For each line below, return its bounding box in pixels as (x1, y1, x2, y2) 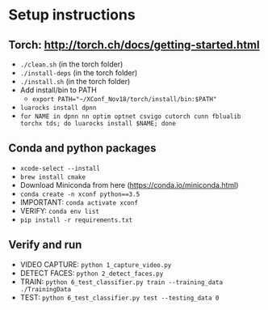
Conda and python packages (8, 142, 157, 155)
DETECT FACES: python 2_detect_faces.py (19, 268, 164, 278)
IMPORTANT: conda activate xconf (19, 197, 139, 207)
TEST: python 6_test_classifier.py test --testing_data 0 (19, 292, 220, 302)
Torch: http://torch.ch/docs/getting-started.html (8, 38, 260, 52)
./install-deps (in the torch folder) (19, 68, 138, 78)
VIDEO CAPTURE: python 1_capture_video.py (19, 259, 172, 269)
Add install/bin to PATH (19, 85, 97, 95)
